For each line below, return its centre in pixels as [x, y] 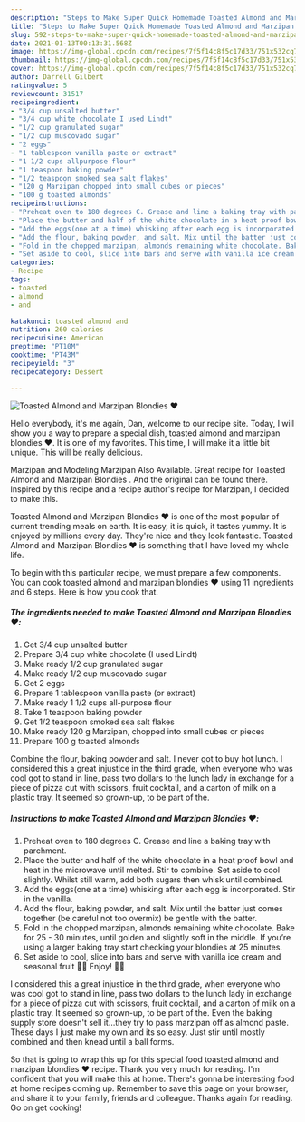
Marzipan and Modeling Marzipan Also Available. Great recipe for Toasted [148, 469]
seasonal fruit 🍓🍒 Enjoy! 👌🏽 [74, 967]
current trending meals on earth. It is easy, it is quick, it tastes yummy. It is [148, 526]
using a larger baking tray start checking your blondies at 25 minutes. [153, 947]
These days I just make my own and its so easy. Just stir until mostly [138, 1032]
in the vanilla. [48, 899]
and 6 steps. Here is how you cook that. [85, 592]
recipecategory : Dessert [57, 372]
